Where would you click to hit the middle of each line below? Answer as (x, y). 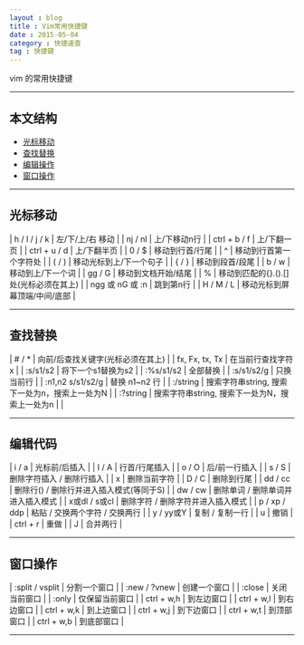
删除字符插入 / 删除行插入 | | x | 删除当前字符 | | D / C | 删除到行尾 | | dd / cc (150, 479)
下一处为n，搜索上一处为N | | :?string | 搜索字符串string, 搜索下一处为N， (145, 393)
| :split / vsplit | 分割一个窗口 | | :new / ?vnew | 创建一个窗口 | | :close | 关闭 (148, 587)
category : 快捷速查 (45, 43)
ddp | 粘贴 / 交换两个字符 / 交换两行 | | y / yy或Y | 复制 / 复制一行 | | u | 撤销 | (152, 513)
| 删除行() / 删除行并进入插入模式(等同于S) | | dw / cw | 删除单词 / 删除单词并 (151, 490)
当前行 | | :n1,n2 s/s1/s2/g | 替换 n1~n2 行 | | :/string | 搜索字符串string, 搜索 (148, 381)
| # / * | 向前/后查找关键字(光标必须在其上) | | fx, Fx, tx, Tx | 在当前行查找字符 (152, 359)
